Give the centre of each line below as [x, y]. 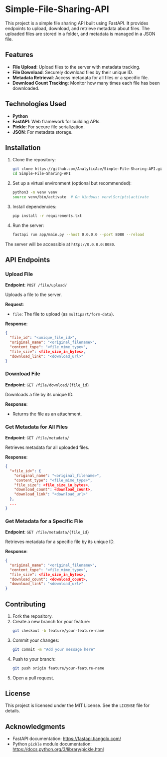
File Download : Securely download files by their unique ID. [73, 72]
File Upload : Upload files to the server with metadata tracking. [76, 67]
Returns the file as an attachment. [47, 414]
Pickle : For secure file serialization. [48, 127]
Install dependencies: [34, 206]
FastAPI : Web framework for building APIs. [56, 121]
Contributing [25, 604]
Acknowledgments [35, 727]
